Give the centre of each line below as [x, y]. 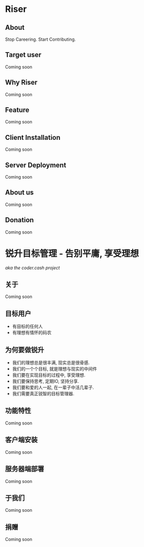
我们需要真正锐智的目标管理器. [43, 394]
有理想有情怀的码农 [32, 333]
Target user [23, 55]
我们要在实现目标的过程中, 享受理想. [49, 375]
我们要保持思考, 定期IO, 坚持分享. [46, 381]
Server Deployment [36, 165]
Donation [19, 220]
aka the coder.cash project [33, 268]
